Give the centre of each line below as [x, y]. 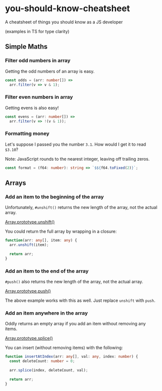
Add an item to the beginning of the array [54, 197]
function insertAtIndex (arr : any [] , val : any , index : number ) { [72, 357]
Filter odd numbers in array [38, 60]
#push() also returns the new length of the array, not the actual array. [74, 281]
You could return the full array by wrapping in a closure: [61, 231]
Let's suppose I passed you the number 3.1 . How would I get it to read [76, 144]
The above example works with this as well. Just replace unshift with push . [80, 300]
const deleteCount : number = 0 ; [42, 361]
